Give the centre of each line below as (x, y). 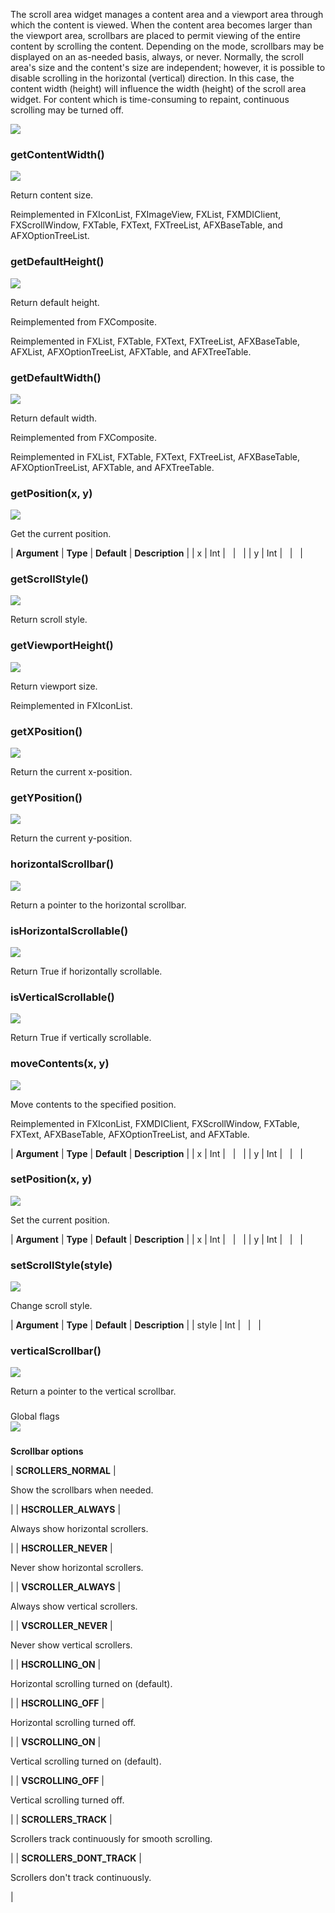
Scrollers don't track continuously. (81, 1878)
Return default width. (53, 418)
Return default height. (55, 302)
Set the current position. (60, 1220)
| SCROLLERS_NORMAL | (63, 1471)
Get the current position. (61, 534)
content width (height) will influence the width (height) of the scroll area (158, 88)
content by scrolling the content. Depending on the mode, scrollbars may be (167, 46)
